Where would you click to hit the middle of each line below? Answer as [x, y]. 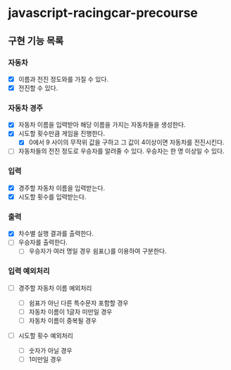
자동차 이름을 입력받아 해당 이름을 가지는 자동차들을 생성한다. [102, 125]
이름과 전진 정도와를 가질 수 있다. [63, 79]
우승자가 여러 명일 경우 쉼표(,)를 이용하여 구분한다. [98, 251]
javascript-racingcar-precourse [103, 13]
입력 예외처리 [29, 271]
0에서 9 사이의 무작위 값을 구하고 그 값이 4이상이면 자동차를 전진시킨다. [126, 142]
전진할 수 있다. [38, 88]
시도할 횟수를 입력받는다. [52, 197]
